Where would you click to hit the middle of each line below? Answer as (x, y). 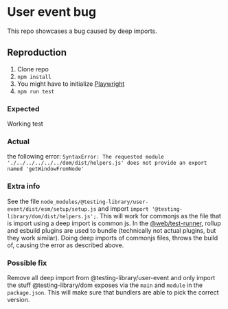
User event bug (52, 12)
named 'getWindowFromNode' (46, 169)
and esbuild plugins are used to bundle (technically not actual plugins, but (112, 230)
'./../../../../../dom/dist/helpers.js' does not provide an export (107, 163)
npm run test (36, 91)
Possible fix (27, 263)
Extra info (24, 186)
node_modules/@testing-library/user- (95, 202)
